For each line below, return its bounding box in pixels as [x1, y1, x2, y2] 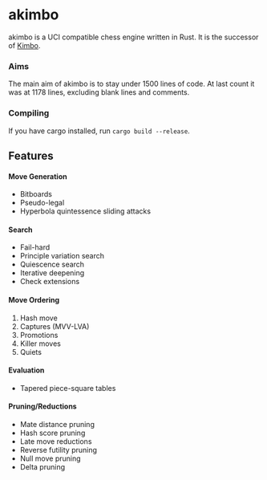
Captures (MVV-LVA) [19, 321, 90, 331]
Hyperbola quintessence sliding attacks [19, 206, 151, 216]
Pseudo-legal [19, 198, 65, 208]
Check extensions [19, 277, 80, 287]
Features [8, 148, 54, 162]
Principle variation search [19, 251, 105, 261]
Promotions [19, 330, 59, 340]
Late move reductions [19, 436, 92, 446]
